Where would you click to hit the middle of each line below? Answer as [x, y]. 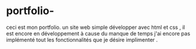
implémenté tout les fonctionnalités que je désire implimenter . [82, 40]
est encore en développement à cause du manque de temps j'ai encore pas [98, 33]
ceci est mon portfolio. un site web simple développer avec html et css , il [96, 27]
